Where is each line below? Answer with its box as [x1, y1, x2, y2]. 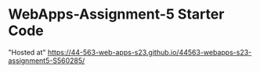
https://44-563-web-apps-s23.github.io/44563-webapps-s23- [47, 47, 252, 57]
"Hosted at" [8, 47, 46, 57]
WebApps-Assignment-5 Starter [8, 5, 225, 23]
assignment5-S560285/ [8, 56, 85, 65]
